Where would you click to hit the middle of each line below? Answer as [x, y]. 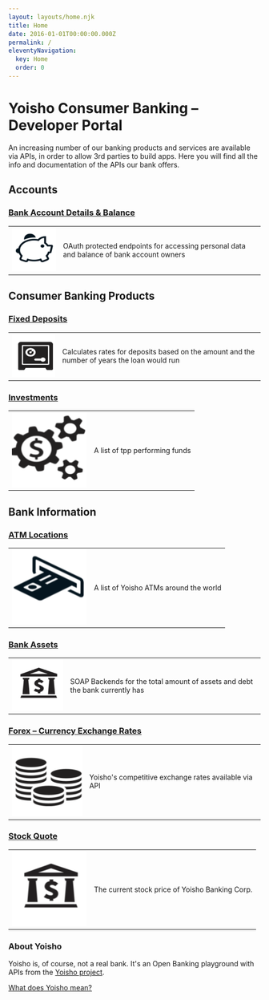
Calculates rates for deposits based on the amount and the [159, 352]
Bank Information [52, 512]
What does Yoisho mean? [50, 988]
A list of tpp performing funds [143, 450]
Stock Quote [33, 836]
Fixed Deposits [38, 319]
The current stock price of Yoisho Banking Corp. [173, 889]
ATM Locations [38, 535]
